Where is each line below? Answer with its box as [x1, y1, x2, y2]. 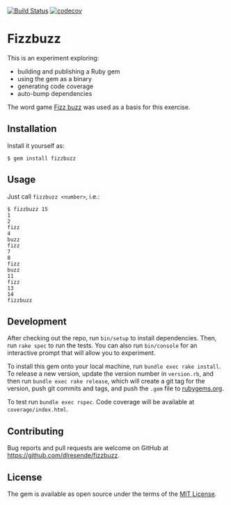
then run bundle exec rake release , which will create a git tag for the [7, 377, 205, 386]
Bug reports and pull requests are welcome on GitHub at [7, 444, 169, 452]
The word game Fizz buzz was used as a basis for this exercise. [7, 103, 191, 111]
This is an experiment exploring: [7, 53, 99, 62]
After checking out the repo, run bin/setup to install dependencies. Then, [7, 334, 217, 342]
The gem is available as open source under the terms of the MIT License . [7, 490, 217, 498]
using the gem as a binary [17, 74, 92, 83]
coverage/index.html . [7, 405, 69, 413]
